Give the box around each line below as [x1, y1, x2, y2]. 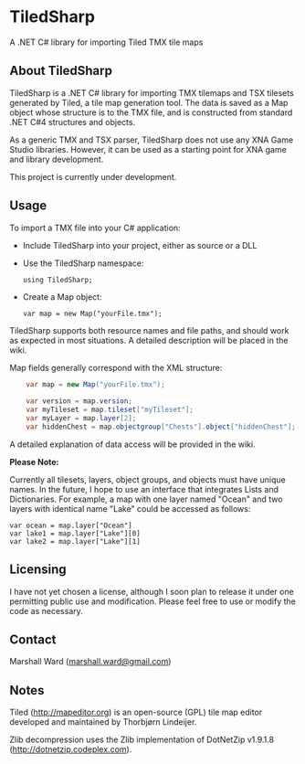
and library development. [9, 154, 104, 164]
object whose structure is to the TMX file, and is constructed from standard [9, 107, 293, 118]
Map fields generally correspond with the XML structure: [9, 362, 223, 373]
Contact [9, 632, 57, 648]
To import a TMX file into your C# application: [9, 222, 181, 233]
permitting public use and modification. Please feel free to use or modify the [9, 596, 297, 607]
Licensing [9, 562, 67, 578]
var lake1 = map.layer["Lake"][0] [9, 528, 142, 538]
